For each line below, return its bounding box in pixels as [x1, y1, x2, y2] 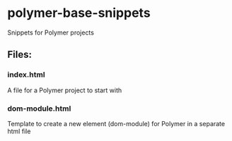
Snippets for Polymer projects [7, 28, 94, 37]
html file [7, 127, 31, 135]
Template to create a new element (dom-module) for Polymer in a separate [7, 119, 225, 128]
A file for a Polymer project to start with [7, 86, 122, 94]
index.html [7, 70, 45, 80]
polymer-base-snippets [7, 5, 151, 21]
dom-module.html [7, 104, 71, 114]
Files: [7, 49, 32, 61]
